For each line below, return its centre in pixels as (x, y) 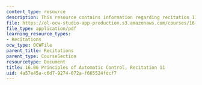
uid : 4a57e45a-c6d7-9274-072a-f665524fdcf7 (62, 73)
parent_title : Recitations (40, 51)
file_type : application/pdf (41, 28)
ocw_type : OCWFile (29, 45)
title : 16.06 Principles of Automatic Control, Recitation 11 (86, 67)
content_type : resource (36, 12)
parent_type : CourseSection (41, 56)
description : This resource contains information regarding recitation (98, 17)
